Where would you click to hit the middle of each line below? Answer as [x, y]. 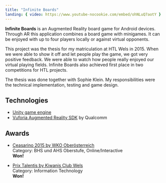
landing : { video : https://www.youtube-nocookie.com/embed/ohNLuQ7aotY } [83, 14]
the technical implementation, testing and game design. [62, 85]
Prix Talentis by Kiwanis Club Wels [47, 166]
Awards [17, 133]
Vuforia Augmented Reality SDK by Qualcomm [60, 118]
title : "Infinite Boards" [32, 10]
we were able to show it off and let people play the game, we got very [77, 54]
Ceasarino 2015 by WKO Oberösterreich [53, 145]
